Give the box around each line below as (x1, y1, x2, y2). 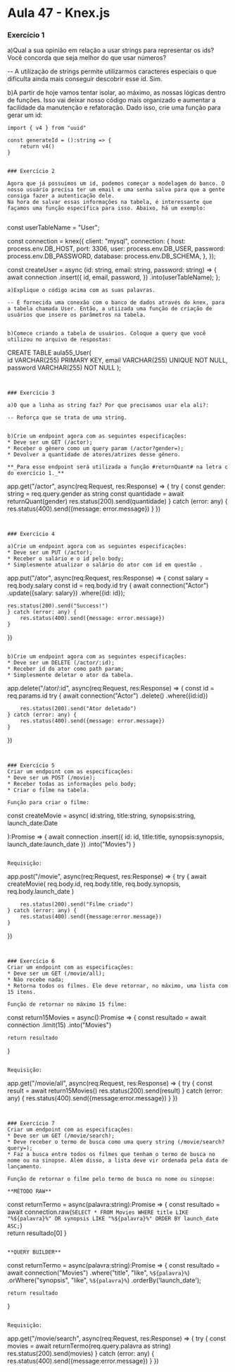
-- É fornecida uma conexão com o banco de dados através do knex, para (7, 299, 225, 306)
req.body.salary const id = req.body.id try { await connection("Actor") (7, 581, 209, 590)
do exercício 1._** (7, 470, 65, 477)
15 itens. (7, 989, 37, 996)
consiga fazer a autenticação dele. (7, 193, 115, 200)
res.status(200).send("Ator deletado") (20, 705, 137, 712)
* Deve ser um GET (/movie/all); (7, 970, 106, 978)
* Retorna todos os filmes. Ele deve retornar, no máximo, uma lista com (7, 983, 229, 990)
